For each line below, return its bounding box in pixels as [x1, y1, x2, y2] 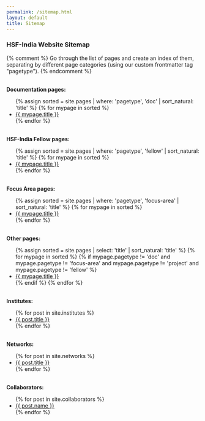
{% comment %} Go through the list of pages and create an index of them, [6, 54, 195, 62]
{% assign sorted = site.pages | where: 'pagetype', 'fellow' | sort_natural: [15, 147, 199, 155]
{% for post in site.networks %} [15, 352, 95, 359]
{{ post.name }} [15, 401, 55, 409]
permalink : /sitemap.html [6, 9, 72, 15]
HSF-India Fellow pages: [6, 135, 70, 142]
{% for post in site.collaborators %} [15, 395, 105, 403]
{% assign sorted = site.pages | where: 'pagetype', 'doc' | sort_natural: [15, 97, 194, 104]
